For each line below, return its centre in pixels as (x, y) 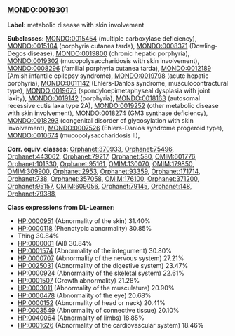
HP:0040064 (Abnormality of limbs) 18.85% (81, 318)
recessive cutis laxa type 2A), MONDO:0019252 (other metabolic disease (113, 106)
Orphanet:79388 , (32, 194)
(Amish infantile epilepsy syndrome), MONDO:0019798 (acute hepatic (108, 76)
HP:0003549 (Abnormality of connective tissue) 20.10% (98, 311)
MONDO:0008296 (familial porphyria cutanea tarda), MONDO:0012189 (109, 69)
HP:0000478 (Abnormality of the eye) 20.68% (84, 295)
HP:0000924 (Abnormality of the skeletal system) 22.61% (101, 273)
